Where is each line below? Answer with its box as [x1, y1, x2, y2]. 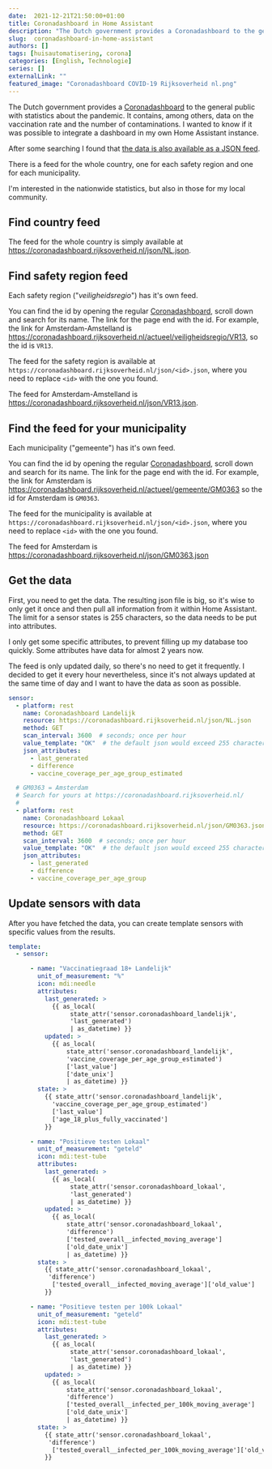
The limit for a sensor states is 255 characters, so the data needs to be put [8, 613, 257, 622]
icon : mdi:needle [37, 980, 96, 989]
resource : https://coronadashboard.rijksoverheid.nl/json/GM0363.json [23, 822, 266, 830]
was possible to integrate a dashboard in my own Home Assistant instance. [8, 127, 259, 138]
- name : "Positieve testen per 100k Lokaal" [29, 1302, 183, 1311]
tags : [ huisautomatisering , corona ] [8, 49, 132, 58]
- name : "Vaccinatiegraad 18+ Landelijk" [29, 965, 172, 973]
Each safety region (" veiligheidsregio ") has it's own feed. [8, 291, 198, 301]
